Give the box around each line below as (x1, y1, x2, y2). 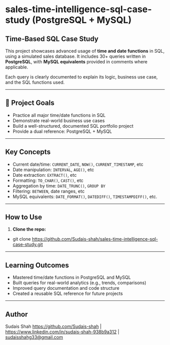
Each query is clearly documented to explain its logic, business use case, (5, 74, 158, 80)
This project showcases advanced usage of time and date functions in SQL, (5, 48, 165, 54)
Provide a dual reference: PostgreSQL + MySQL (12, 128, 112, 134)
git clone (12, 236, 31, 242)
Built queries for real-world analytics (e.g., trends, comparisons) (12, 280, 147, 286)
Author (5, 310, 28, 319)
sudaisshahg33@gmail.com (5, 334, 63, 340)
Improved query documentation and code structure (12, 285, 120, 291)
